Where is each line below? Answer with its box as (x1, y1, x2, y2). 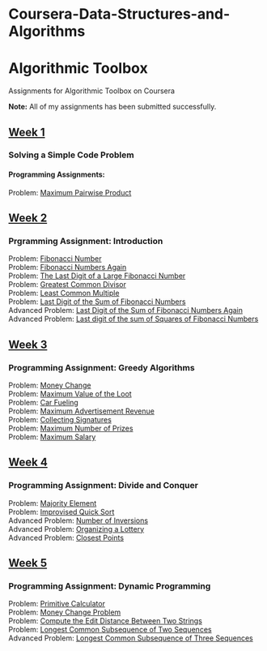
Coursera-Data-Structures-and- (8, 5, 231, 24)
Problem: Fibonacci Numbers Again (8, 263, 127, 272)
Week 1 (8, 125, 45, 139)
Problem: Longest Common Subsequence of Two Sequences (8, 625, 212, 635)
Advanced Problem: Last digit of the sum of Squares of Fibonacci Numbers (8, 314, 259, 324)
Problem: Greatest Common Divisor (8, 280, 127, 289)
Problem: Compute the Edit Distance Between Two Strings (8, 616, 202, 626)
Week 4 (8, 456, 49, 469)
